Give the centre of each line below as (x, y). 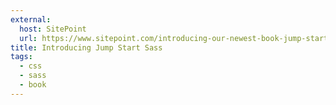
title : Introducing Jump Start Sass (86, 47)
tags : (21, 57)
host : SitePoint (53, 29)
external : (31, 19)
